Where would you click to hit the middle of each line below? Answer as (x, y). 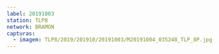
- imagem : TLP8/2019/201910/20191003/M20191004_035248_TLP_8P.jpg (113, 40)
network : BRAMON (30, 27)
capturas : (21, 33)
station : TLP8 (28, 20)
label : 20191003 (30, 14)
